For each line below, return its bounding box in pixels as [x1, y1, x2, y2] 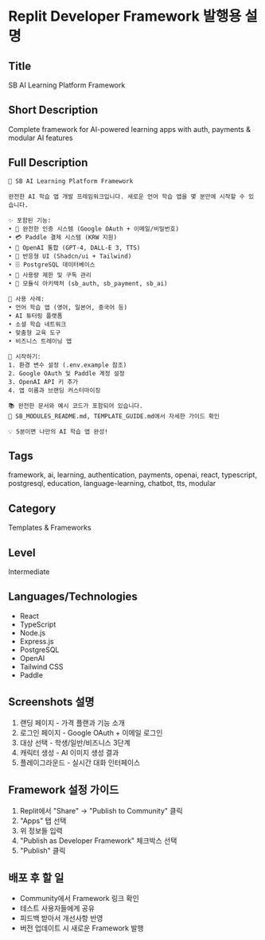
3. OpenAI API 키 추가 [8, 378, 79, 386]
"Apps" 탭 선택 [19, 816, 67, 825]
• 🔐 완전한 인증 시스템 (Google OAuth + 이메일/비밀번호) [8, 224, 180, 233]
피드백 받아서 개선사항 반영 [19, 914, 103, 923]
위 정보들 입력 [19, 825, 63, 835]
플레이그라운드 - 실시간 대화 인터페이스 [19, 757, 141, 767]
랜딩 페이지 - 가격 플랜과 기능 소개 [19, 717, 126, 728]
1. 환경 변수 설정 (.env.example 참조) [8, 361, 127, 369]
